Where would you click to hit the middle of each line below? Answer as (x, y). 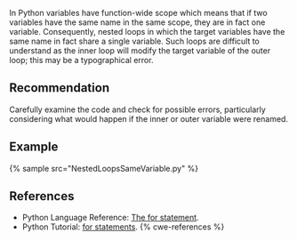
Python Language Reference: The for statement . (110, 218)
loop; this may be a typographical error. (81, 60)
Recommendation (59, 88)
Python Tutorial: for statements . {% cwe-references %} (123, 227)
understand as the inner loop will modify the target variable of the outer (140, 51)
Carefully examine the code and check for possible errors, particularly (138, 109)
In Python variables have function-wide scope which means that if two (139, 13)
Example (34, 147)
